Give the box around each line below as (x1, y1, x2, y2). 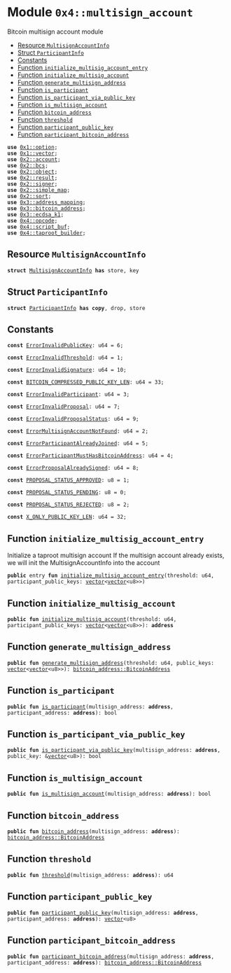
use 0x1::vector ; (7, 150, 58, 157)
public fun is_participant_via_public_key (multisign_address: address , (7, 747, 220, 754)
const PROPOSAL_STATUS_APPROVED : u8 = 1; (7, 477, 130, 484)
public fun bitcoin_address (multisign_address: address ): (7, 828, 180, 835)
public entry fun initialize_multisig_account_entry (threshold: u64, (7, 572, 215, 580)
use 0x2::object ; (7, 168, 58, 175)
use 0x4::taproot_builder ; (7, 229, 86, 237)
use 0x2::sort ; (7, 192, 52, 199)
